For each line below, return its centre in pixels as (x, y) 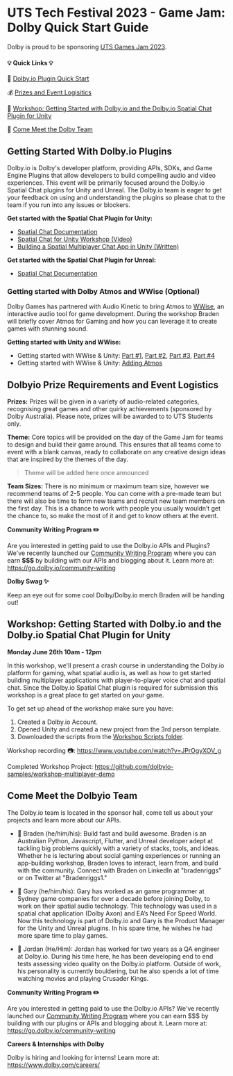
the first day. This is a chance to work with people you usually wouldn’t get (114, 508)
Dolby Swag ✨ (28, 581)
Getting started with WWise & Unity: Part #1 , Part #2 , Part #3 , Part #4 (116, 356)
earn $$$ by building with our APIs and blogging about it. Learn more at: (111, 561)
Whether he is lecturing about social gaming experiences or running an (119, 855)
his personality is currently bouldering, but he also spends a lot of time (118, 971)
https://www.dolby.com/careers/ (54, 1065)
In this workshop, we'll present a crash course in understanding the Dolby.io (116, 665)
